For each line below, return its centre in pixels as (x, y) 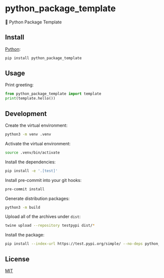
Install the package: (25, 235)
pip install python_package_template (43, 58)
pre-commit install (25, 189)
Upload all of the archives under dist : (43, 217)
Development (26, 113)
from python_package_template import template (53, 94)
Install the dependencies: (31, 162)
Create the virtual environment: (36, 125)
